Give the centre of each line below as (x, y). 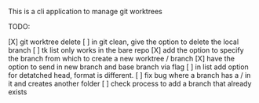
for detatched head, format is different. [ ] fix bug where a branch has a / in (129, 75)
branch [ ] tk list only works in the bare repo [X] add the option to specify (126, 50)
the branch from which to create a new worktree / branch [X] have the (122, 59)
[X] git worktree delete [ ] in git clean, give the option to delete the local (124, 42)
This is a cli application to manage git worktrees (85, 11)
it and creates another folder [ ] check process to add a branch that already (130, 83)
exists (18, 92)
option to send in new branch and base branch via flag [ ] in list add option (128, 67)
